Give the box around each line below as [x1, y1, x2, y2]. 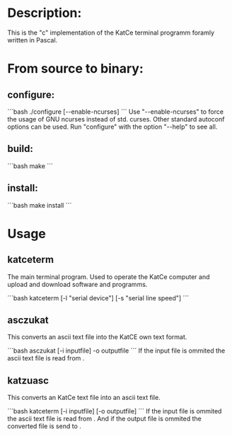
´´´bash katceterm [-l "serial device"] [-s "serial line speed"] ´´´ [7, 293, 190, 302]
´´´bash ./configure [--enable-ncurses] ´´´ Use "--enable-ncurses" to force [7, 107, 224, 116]
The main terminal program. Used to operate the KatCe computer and [7, 272, 210, 281]
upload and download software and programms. [7, 280, 148, 288]
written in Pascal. [7, 35, 58, 44]
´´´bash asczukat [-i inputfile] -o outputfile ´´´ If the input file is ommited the [7, 346, 226, 355]
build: [7, 143, 33, 155]
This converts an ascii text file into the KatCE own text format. [7, 333, 187, 341]
